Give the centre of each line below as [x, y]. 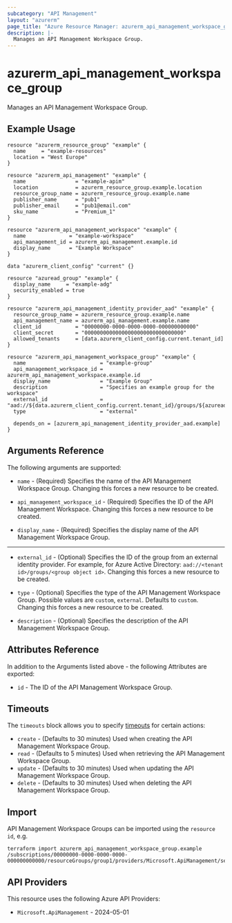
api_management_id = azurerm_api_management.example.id [95, 242]
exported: [21, 674]
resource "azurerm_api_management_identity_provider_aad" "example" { [111, 309]
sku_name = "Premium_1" [65, 212]
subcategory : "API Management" [52, 13]
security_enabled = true [49, 290]
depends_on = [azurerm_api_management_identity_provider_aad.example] [117, 423]
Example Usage [41, 129]
